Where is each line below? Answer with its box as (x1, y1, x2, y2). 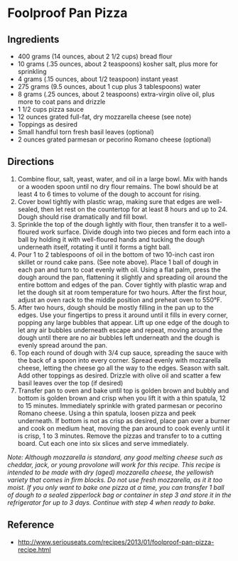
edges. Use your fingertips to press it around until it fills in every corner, (17, 311, 229, 319)
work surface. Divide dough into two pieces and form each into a (40, 228, 231, 236)
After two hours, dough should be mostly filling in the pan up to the (17, 303, 215, 311)
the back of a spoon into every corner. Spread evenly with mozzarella (17, 356, 222, 364)
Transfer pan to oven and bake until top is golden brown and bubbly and (17, 386, 229, 395)
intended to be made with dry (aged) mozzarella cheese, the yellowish (7, 468, 215, 476)
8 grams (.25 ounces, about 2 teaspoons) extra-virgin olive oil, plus (17, 90, 215, 98)
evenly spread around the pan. (17, 341, 108, 349)
